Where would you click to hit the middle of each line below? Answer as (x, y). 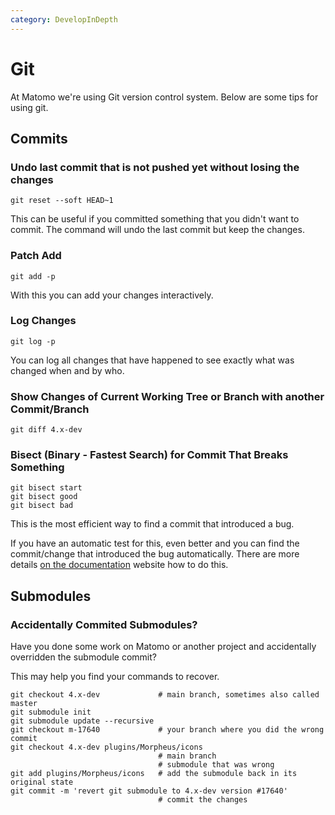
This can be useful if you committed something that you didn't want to (155, 219)
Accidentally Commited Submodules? (104, 624)
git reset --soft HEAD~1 (62, 201)
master (24, 704)
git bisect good (44, 497)
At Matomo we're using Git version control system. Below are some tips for (164, 97)
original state (42, 782)
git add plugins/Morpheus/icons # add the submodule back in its (154, 774)
